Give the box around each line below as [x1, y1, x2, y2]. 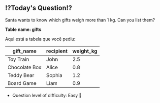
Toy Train [7, 56, 30, 63]
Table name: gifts [5, 26, 42, 32]
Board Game [7, 79, 37, 86]
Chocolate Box [7, 64, 42, 71]
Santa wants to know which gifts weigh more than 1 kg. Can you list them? [5, 17, 155, 23]
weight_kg [72, 48, 97, 54]
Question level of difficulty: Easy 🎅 [12, 92, 82, 98]
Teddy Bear [7, 72, 34, 78]
